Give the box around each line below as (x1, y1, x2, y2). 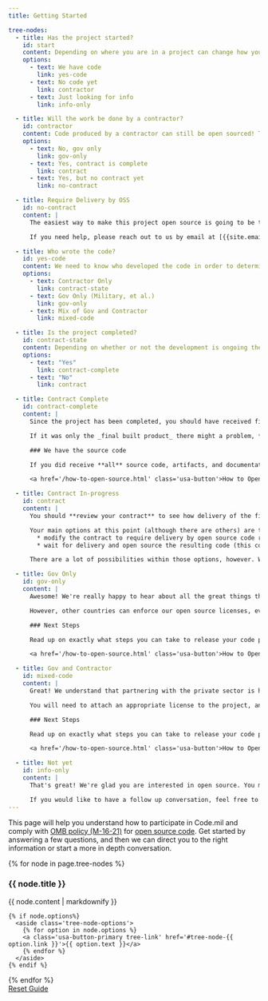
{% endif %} (8, 961, 48, 969)
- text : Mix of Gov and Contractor (29, 307, 148, 315)
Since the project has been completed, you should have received (29, 417, 251, 425)
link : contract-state (37, 285, 109, 293)
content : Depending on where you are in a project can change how (22, 49, 248, 57)
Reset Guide (8, 983, 49, 993)
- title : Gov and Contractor (15, 664, 112, 672)
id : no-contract (22, 204, 77, 212)
